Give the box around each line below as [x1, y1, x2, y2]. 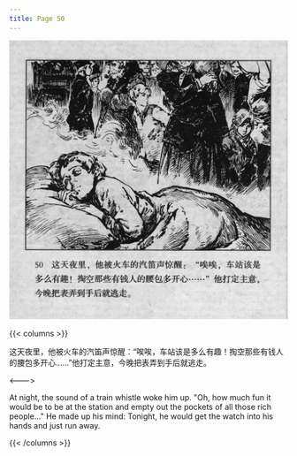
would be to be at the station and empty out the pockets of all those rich [9, 401, 272, 412]
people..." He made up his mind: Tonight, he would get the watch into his [9, 411, 274, 422]
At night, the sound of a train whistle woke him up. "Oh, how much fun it [9, 391, 271, 402]
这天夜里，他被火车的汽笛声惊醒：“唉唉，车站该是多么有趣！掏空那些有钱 [9, 346, 277, 357]
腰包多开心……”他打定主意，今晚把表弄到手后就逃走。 [16, 357, 212, 368]
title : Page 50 [9, 14, 65, 23]
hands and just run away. [9, 420, 101, 430]
